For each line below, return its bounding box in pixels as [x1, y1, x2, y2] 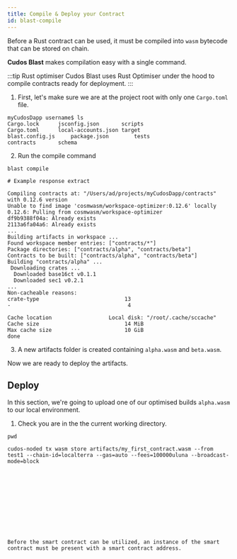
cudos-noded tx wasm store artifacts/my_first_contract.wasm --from [7, 445, 214, 453]
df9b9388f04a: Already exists [7, 214, 97, 222]
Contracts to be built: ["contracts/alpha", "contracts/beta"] [7, 252, 198, 259]
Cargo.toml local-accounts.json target [7, 126, 141, 133]
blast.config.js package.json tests [7, 133, 151, 140]
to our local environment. [7, 406, 81, 414]
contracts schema [7, 139, 78, 146]
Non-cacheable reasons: [7, 289, 78, 297]
